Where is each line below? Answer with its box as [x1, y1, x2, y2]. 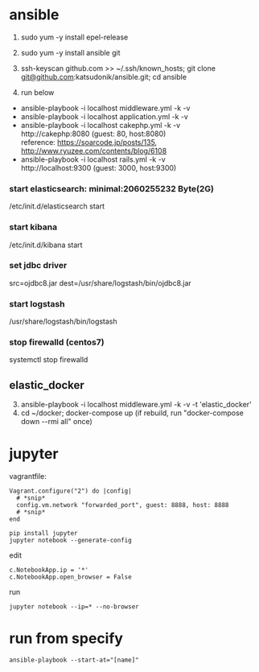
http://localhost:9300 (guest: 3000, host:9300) [20, 163, 177, 172]
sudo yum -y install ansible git [20, 47, 121, 57]
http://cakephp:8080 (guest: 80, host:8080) [20, 129, 166, 138]
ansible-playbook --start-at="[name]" [9, 656, 139, 665]
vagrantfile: [9, 472, 47, 481]
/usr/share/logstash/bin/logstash [9, 316, 117, 327]
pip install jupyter [9, 530, 79, 538]
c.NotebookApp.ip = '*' [9, 566, 89, 575]
